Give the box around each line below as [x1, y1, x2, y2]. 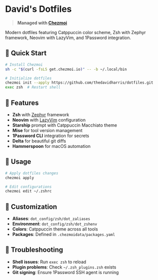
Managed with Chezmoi [17, 20, 68, 26]
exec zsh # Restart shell [5, 85, 61, 90]
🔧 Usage [5, 157, 31, 166]
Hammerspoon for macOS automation [12, 143, 91, 149]
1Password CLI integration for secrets [12, 133, 90, 139]
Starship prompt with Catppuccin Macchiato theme [12, 122, 118, 128]
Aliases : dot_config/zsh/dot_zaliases [12, 216, 90, 222]
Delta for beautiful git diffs [12, 138, 67, 144]
